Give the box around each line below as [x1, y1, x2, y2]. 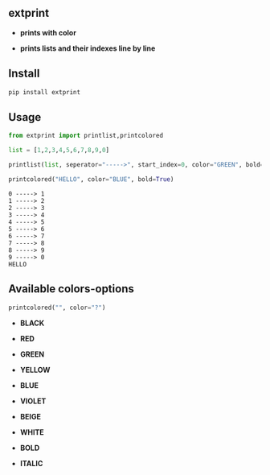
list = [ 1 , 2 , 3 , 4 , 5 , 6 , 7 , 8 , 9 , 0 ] [8, 147, 110, 155]
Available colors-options [8, 282, 134, 296]
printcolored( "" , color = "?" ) [8, 304, 106, 312]
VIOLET [19, 396, 47, 406]
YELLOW [19, 365, 51, 374]
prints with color [19, 27, 76, 37]
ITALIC [19, 458, 43, 468]
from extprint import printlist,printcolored [8, 132, 163, 140]
